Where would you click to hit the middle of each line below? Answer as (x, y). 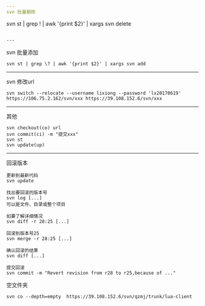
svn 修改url (20, 81)
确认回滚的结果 (22, 251)
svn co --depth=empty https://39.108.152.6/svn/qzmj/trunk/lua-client (99, 296)
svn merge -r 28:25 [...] (39, 238)
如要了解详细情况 (25, 216)
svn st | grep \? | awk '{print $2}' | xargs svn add (76, 64)
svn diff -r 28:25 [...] (38, 221)
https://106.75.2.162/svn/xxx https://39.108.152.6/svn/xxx (85, 98)
